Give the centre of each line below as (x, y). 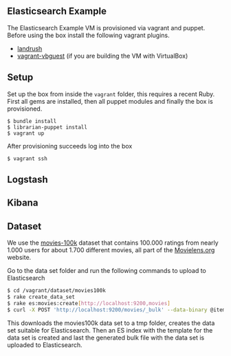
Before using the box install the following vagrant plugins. (88, 35)
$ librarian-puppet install (47, 127)
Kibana (23, 203)
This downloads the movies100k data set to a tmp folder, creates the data (111, 323)
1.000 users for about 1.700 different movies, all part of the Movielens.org (111, 250)
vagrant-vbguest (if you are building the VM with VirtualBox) (102, 56)
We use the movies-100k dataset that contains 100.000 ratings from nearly (113, 243)
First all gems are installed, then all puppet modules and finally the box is (110, 101)
